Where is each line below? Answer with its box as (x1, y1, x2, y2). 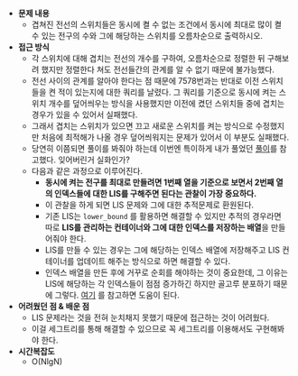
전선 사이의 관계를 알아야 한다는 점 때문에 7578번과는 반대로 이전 (31, 76, 260, 86)
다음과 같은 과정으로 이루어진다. (31, 166, 143, 176)
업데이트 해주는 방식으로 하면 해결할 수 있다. (76, 256, 231, 266)
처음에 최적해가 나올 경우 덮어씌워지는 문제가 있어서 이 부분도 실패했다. (41, 132, 290, 142)
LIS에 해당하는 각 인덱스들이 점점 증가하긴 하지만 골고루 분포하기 (44, 279, 272, 289)
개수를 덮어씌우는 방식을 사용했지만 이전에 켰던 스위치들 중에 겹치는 (48, 98, 285, 108)
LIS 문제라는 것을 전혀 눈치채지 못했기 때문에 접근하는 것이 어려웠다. (31, 312, 270, 323)
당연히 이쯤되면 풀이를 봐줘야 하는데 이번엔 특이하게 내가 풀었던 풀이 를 (31, 143, 278, 153)
